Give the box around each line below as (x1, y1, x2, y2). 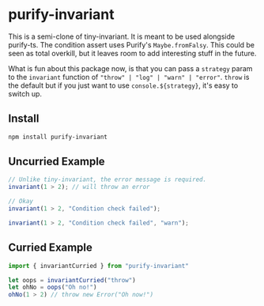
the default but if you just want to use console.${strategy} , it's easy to (8, 81, 239, 90)
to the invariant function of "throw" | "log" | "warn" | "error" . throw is (8, 72, 250, 81)
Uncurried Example (8, 155, 105, 168)
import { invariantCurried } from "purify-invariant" (8, 262, 190, 270)
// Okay (8, 198, 34, 206)
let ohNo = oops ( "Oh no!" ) (8, 283, 97, 292)
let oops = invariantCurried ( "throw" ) (8, 276, 136, 284)
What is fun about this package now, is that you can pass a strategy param (8, 63, 253, 73)
